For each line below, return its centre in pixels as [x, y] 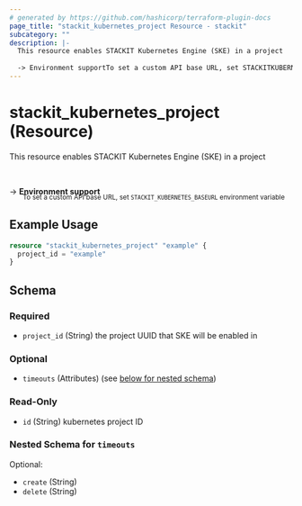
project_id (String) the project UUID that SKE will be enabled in [140, 335]
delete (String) [50, 491]
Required [30, 316]
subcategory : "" [40, 34]
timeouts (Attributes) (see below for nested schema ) [120, 378]
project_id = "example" [62, 254]
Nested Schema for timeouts [72, 445]
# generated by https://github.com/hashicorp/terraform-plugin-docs [140, 18]
